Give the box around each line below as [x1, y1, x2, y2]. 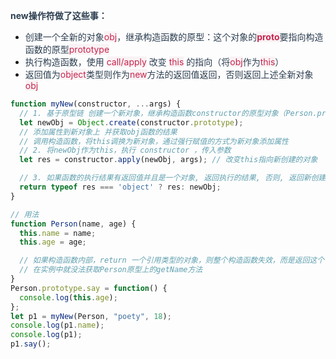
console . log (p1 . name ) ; [10, 320, 105, 331]
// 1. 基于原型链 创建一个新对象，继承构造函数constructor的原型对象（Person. [19, 108, 318, 118]
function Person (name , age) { [10, 219, 137, 229]
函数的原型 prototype [24, 44, 110, 55]
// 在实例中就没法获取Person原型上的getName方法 [19, 265, 203, 275]
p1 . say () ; [10, 339, 52, 349]
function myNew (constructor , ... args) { [10, 99, 182, 109]
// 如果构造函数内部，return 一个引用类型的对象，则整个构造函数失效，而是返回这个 [19, 255, 325, 266]
